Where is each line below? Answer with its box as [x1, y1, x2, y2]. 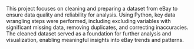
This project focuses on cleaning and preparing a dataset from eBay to [6, 5, 178, 12]
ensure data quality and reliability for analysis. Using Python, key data [6, 11, 176, 18]
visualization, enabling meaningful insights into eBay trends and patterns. [6, 37, 184, 43]
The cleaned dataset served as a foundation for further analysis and [6, 30, 172, 37]
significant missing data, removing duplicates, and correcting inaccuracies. [6, 24, 189, 31]
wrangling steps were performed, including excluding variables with [6, 18, 171, 24]
